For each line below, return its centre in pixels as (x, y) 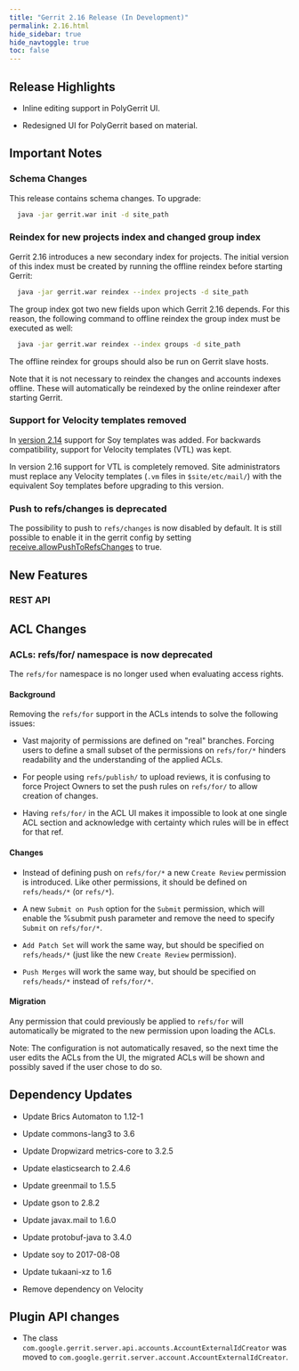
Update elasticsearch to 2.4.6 (76, 1168)
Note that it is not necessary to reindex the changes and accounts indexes (145, 379)
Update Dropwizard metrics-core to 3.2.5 (97, 1151)
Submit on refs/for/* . (62, 927)
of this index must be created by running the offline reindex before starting (146, 266)
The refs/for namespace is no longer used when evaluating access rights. (147, 674)
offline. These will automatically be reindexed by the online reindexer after (145, 388)
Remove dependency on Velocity (83, 1289)
